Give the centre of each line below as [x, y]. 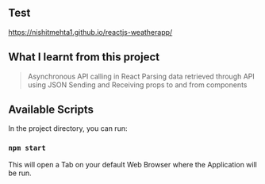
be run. [20, 173]
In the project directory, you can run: [68, 128]
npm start [27, 148]
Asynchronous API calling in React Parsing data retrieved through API [141, 76]
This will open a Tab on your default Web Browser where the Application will [133, 164]
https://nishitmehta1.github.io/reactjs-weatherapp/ [90, 32]
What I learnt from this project [84, 57]
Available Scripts [51, 110]
